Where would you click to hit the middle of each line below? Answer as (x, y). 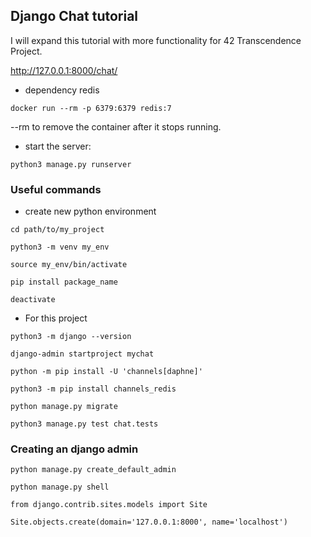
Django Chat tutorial (74, 16)
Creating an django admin (74, 449)
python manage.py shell (60, 487)
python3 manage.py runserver (71, 164)
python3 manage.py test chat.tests (84, 424)
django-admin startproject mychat (82, 354)
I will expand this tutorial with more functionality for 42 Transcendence (156, 40)
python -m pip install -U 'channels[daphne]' (106, 372)
